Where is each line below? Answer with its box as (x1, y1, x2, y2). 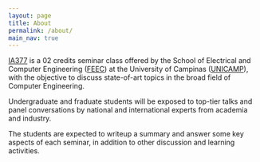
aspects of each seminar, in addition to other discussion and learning (8, 137, 235, 148)
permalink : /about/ (8, 26, 73, 34)
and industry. (8, 113, 52, 124)
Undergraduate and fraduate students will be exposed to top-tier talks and (8, 97, 253, 106)
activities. (8, 146, 40, 156)
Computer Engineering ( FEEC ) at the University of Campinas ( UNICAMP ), (8, 65, 249, 74)
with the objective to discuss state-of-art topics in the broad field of (8, 73, 231, 82)
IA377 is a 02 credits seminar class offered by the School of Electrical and (8, 56, 251, 65)
